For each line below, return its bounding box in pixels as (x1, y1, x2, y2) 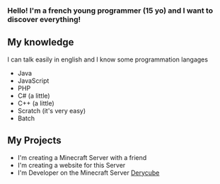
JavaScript (17, 76, 50, 85)
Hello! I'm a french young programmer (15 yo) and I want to (7, 6, 214, 16)
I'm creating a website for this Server (17, 161, 126, 169)
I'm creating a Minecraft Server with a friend (17, 153, 147, 161)
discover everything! (7, 14, 81, 24)
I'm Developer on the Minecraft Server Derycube (17, 168, 160, 177)
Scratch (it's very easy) (17, 106, 86, 115)
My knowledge (7, 36, 74, 48)
